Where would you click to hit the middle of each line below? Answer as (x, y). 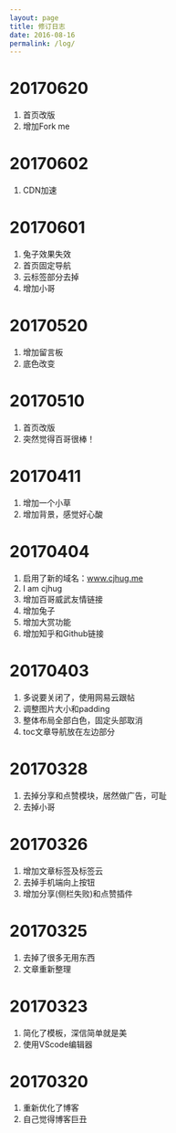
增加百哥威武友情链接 (62, 599)
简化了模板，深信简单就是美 (75, 1033)
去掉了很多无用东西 (59, 957)
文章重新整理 (47, 969)
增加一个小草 (47, 502)
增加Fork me (46, 126)
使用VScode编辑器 (57, 1044)
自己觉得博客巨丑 (55, 1119)
